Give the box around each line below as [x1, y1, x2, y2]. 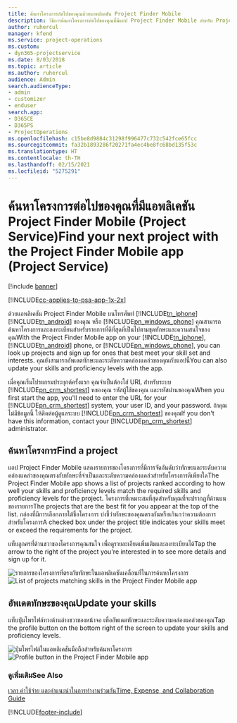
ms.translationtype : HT [8, 148, 78, 155]
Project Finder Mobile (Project [8, 213, 186, 229]
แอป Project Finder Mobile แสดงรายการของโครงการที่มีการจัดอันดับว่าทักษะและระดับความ [8, 463, 226, 472]
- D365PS [8, 121, 34, 129]
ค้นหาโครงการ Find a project [8, 444, 118, 456]
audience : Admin [8, 75, 56, 83]
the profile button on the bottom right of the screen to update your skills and [8, 624, 229, 632]
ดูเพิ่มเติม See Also [8, 671, 63, 681]
